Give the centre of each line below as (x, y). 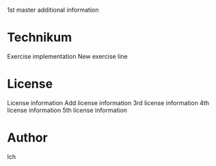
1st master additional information (53, 10)
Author (27, 138)
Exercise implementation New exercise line (67, 56)
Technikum (40, 38)
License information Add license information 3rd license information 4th (108, 102)
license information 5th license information (67, 110)
